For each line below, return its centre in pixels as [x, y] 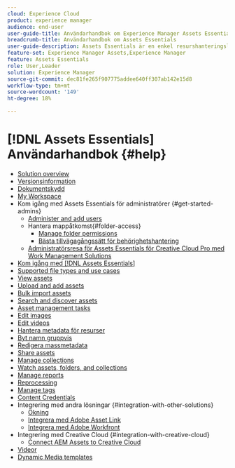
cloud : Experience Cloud [43, 14]
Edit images [34, 315]
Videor [27, 449]
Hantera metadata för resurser [61, 330]
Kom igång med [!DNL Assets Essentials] [76, 263]
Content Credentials [46, 397]
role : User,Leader [34, 66]
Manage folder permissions [78, 233]
